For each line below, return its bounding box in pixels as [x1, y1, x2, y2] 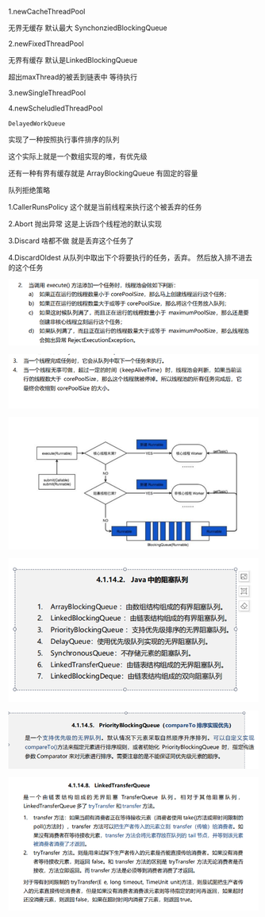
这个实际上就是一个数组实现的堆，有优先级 [8, 152, 148, 161]
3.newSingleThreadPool [8, 88, 86, 98]
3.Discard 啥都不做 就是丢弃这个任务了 [8, 236, 134, 245]
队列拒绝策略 [8, 186, 50, 195]
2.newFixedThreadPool [8, 39, 85, 48]
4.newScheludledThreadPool [8, 103, 103, 113]
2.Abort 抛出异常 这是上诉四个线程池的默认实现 [8, 219, 163, 229]
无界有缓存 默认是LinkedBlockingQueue [8, 56, 138, 64]
